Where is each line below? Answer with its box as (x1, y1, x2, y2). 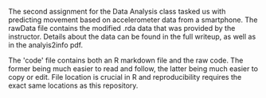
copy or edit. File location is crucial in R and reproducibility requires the (8, 73, 242, 81)
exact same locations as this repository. (8, 81, 139, 90)
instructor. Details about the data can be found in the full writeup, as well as (8, 32, 256, 41)
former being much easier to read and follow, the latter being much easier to (8, 64, 259, 73)
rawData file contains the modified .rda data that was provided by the (8, 24, 236, 32)
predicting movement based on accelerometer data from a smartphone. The (8, 15, 258, 24)
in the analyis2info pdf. (8, 40, 84, 50)
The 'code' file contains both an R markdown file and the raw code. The (8, 55, 244, 65)
